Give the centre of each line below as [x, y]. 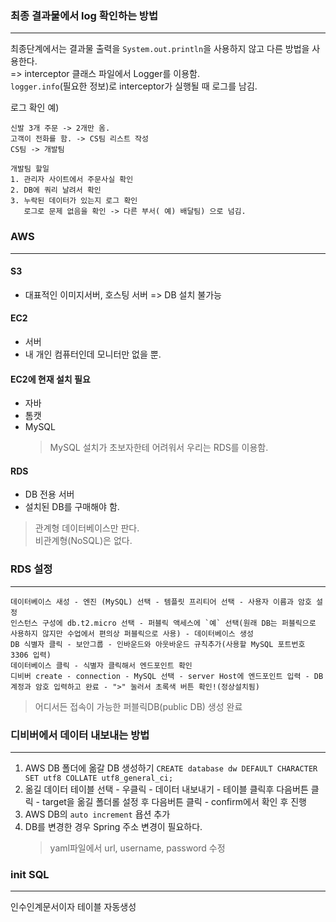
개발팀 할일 [30, 169]
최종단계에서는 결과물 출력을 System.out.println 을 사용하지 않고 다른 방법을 [160, 49]
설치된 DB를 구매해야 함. [72, 507]
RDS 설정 [31, 569]
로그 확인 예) [35, 108]
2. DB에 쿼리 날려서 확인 [56, 190]
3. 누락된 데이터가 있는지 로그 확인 [74, 201]
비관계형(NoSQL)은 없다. [83, 541]
